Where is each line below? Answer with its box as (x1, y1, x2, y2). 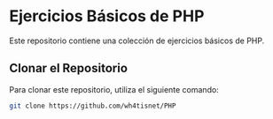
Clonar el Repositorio (9, 61, 129, 76)
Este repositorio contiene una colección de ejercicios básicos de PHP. (9, 35, 265, 46)
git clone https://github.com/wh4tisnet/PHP (9, 101, 176, 110)
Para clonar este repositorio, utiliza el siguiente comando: (9, 84, 219, 94)
